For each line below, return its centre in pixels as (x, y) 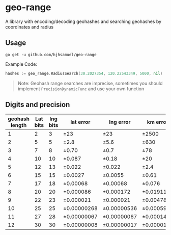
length (19, 125)
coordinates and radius (30, 27)
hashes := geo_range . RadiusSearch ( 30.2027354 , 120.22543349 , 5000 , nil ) (84, 73)
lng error (120, 122)
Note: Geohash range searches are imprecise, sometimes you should (90, 83)
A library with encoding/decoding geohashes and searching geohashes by (83, 21)
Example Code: (21, 64)
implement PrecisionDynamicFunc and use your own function (81, 89)
